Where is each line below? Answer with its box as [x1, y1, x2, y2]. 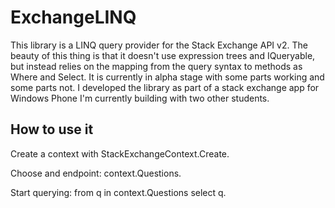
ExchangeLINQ [10, 6, 137, 29]
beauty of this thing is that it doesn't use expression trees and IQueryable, [10, 49, 316, 61]
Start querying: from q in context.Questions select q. [10, 186, 227, 198]
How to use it [10, 121, 94, 138]
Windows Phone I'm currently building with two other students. [10, 92, 270, 104]
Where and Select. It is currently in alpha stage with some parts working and [10, 71, 325, 83]
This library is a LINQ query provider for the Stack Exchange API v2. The [10, 39, 308, 51]
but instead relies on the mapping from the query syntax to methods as [10, 60, 303, 72]
